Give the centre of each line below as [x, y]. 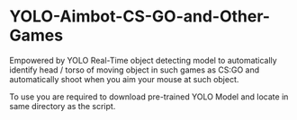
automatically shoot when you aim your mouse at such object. [124, 79]
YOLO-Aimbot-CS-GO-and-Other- [140, 17]
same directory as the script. [63, 106]
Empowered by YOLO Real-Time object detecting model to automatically [143, 60]
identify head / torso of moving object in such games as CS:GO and [135, 70]
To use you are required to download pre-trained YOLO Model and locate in [149, 97]
